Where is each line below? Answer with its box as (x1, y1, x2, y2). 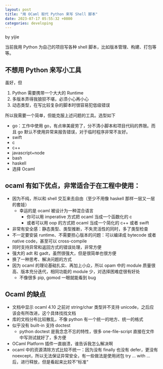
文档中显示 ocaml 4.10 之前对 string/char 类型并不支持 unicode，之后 (12, 304, 150, 310)
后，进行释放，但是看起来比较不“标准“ (12, 359, 89, 365)
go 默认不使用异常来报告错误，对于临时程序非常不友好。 (17, 129, 130, 135)
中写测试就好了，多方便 (19, 334, 66, 340)
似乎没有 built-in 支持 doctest (12, 322, 71, 328)
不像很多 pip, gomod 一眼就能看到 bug (19, 275, 96, 280)
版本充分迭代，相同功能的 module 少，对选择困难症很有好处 (20, 268, 140, 274)
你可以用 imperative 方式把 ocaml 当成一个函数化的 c (26, 214, 132, 220)
